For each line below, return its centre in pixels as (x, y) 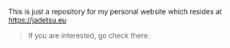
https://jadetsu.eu (38, 20)
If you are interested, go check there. (89, 36)
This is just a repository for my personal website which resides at (115, 12)
